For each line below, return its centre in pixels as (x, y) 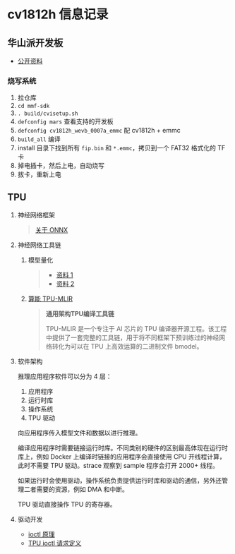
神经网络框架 (36, 215)
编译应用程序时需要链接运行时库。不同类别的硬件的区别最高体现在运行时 (122, 448)
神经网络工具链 (39, 245)
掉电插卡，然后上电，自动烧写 (61, 166)
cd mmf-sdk (34, 107)
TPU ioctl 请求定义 (55, 543)
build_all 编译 (39, 139)
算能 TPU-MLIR (50, 299)
